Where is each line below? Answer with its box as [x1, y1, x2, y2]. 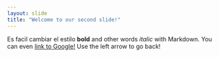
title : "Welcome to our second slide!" [7, 16, 121, 23]
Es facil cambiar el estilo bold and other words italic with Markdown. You [7, 35, 212, 43]
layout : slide [7, 9, 48, 17]
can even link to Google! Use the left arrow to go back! [7, 42, 161, 50]
